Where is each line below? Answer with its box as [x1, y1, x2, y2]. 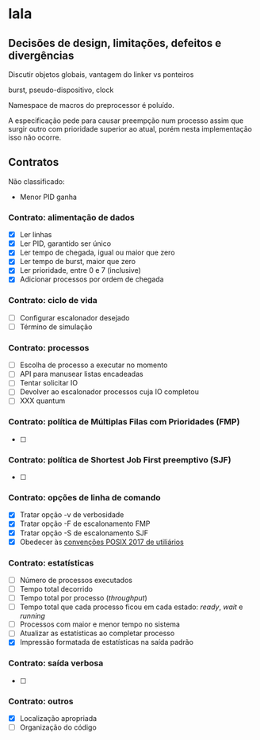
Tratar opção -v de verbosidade [19, 510, 124, 520]
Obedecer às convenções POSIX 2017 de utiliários [19, 537, 184, 546]
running [19, 612, 46, 621]
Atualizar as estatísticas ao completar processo [19, 628, 175, 638]
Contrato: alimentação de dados [8, 212, 135, 223]
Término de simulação [19, 322, 93, 332]
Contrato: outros [8, 696, 74, 707]
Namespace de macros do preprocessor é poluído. [8, 101, 174, 109]
